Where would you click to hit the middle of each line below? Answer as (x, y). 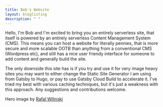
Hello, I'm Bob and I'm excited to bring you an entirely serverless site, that (80, 33)
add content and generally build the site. (46, 59)
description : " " (23, 19)
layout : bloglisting (26, 14)
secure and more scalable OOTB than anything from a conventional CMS (79, 49)
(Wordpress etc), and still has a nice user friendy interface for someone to (80, 54)
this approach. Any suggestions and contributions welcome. (66, 90)
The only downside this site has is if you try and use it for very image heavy (81, 69)
